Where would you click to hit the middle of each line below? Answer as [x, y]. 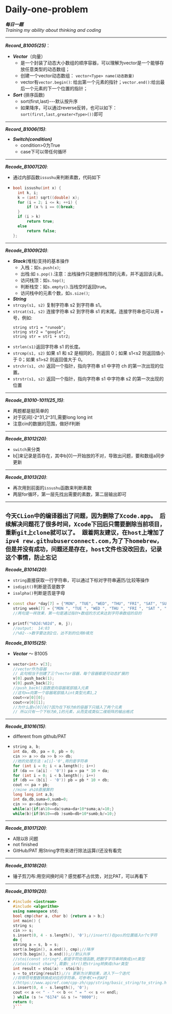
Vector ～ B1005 [30, 653]
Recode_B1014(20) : [26, 570]
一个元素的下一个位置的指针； [56, 88]
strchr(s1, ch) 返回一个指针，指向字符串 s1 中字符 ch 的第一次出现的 [86, 366]
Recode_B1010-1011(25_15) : [35, 400]
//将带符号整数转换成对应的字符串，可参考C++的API [60, 978]
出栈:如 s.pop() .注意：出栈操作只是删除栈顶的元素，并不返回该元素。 [93, 274]
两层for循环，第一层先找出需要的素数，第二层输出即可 [70, 494]
